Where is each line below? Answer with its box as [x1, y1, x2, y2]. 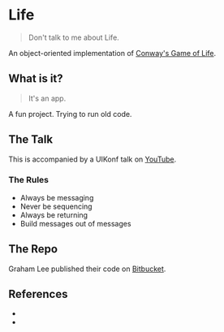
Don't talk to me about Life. [28, 32, 119, 42]
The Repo [8, 242, 58, 257]
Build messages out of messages [19, 218, 131, 228]
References [8, 287, 68, 301]
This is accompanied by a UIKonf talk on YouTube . [8, 154, 177, 164]
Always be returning [19, 209, 88, 220]
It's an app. [28, 93, 67, 103]
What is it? [8, 71, 63, 86]
